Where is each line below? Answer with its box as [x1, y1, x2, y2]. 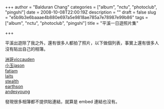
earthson [5, 84, 23, 89]
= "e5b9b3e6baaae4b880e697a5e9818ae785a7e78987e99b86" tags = [5, 15, 148, 20]
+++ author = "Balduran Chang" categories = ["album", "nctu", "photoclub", [5, 4, 157, 10]
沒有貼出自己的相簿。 [5, 46, 48, 52]
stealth [5, 78, 19, 84]
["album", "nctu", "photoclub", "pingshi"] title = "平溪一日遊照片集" [5, 20, 139, 26]
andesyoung [5, 89, 30, 94]
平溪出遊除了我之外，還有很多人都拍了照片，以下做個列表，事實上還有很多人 [5, 40, 159, 46]
